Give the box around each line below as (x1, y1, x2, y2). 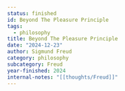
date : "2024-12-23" (7, 42, 63, 49)
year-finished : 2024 (7, 67, 67, 74)
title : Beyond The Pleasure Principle (7, 36, 118, 42)
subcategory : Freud (7, 61, 63, 68)
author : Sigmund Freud (7, 49, 72, 55)
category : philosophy (7, 55, 69, 62)
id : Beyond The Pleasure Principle (7, 16, 109, 23)
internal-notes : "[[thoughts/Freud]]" (7, 73, 118, 81)
